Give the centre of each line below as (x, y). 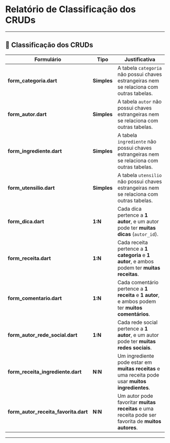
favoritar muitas (136, 402)
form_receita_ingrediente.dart (45, 371)
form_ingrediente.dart (35, 151)
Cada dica (129, 209)
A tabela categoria (139, 68)
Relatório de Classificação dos (71, 9)
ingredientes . (134, 388)
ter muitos (130, 308)
